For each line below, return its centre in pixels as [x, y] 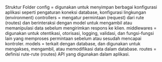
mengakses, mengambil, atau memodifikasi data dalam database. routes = [81, 49]
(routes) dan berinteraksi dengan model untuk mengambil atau [69, 23]
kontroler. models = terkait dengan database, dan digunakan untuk [73, 44]
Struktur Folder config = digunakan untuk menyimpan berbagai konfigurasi [81, 7]
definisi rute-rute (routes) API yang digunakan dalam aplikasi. [67, 54]
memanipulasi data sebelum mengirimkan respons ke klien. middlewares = [81, 28]
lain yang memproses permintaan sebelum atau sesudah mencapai [73, 38]
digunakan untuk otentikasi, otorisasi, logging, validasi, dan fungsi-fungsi [80, 33]
